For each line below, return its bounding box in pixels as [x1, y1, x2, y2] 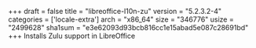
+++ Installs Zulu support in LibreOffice [8, 31, 136, 40]
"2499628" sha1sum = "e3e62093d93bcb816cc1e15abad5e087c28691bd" [8, 23, 249, 32]
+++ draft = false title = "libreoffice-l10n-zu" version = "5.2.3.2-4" [8, 7, 222, 15]
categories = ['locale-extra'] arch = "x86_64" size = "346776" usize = [8, 15, 234, 24]
